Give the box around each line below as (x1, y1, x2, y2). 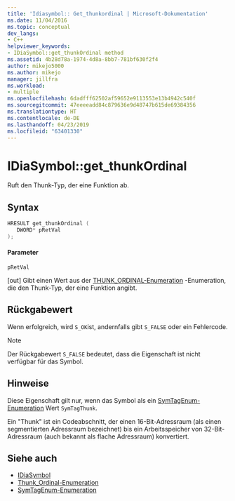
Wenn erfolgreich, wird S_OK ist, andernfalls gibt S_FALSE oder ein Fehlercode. (7, 322, 228, 330)
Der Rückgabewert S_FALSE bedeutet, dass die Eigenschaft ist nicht (7, 349, 201, 358)
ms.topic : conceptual (7, 23, 71, 30)
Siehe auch (7, 452, 58, 464)
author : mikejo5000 (7, 62, 65, 69)
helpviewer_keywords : (7, 43, 71, 50)
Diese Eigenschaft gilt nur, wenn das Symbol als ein (7, 396, 156, 404)
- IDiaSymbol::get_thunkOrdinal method (7, 50, 124, 57)
